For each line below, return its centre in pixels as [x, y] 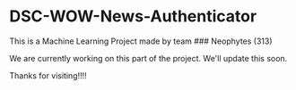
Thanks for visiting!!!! [48, 75]
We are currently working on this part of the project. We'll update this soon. [148, 58]
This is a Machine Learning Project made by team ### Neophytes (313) [141, 41]
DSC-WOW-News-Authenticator [133, 16]
